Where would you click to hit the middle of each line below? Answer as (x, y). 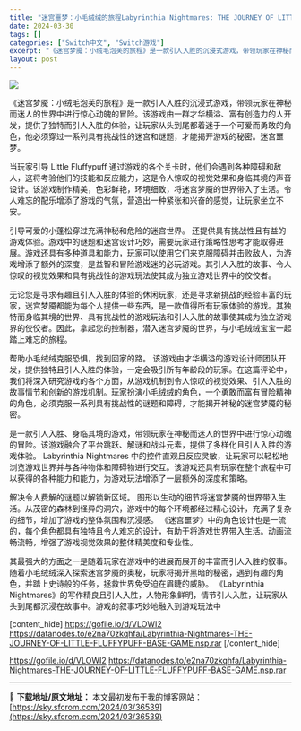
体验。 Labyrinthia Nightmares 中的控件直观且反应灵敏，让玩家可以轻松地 (152, 456)
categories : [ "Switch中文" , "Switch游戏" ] (87, 43)
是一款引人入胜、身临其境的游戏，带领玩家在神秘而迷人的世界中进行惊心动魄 (150, 433)
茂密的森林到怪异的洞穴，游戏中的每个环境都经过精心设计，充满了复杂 (162, 509)
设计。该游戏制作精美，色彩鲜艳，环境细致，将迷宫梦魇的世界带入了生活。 (146, 189)
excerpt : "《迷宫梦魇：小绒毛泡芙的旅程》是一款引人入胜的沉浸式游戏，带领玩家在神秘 (149, 51)
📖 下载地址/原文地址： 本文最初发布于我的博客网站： (106, 697)
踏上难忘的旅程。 (41, 339)
